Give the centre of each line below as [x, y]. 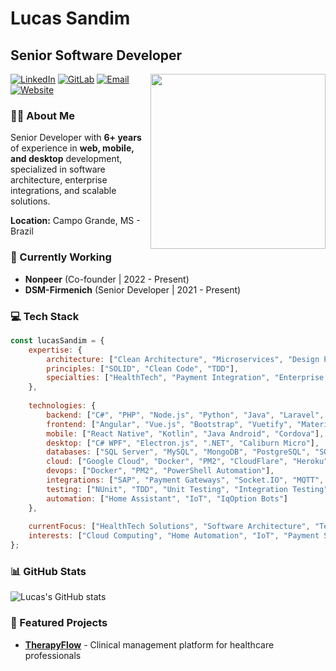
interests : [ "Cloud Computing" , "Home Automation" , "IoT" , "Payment [174, 536]
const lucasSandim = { [57, 340]
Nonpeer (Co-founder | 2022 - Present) [107, 279]
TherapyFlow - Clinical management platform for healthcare [149, 644]
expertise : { [55, 350]
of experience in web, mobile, [72, 148]
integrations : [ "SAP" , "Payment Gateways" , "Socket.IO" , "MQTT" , [185, 480]
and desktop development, [66, 159]
